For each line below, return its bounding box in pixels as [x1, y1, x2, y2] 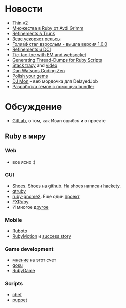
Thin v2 [12, 20, 28, 26]
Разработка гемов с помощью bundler [12, 83, 95, 89]
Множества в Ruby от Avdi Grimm [12, 25, 84, 31]
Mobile [5, 216, 22, 223]
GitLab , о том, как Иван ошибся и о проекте [12, 117, 106, 123]
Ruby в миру [5, 132, 46, 141]
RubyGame [12, 268, 35, 274]
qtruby [12, 188, 26, 194]
